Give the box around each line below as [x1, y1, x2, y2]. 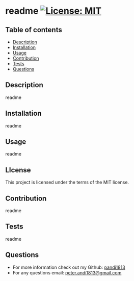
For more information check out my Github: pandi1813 [12, 264, 126, 270]
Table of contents [5, 25, 62, 34]
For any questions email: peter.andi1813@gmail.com [12, 269, 122, 275]
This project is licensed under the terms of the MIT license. [5, 179, 129, 186]
